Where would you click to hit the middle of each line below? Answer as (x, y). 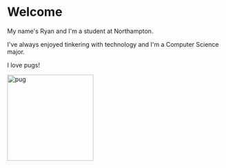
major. (16, 52)
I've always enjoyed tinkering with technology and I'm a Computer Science (113, 44)
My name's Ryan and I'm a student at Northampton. (80, 31)
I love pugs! (23, 65)
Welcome (35, 12)
